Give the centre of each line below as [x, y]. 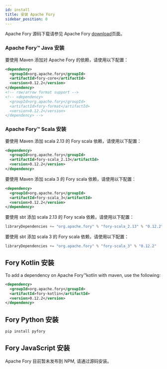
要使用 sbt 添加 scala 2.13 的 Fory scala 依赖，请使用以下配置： [70, 217]
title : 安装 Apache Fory [30, 14]
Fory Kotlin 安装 [30, 263]
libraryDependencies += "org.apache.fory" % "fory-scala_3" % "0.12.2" [81, 246]
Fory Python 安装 [32, 319]
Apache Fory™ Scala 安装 [36, 129]
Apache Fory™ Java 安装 [35, 48]
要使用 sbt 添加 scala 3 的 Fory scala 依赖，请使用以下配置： [67, 237]
